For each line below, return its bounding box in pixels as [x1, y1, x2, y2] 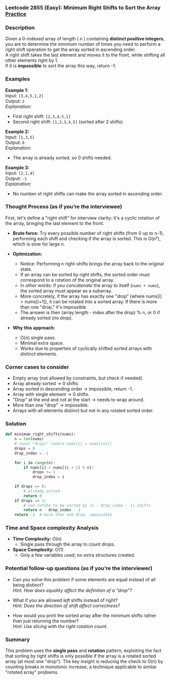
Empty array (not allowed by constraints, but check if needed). [12, 375, 144, 381]
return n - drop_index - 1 [23, 507, 81, 513]
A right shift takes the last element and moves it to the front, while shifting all [5, 52, 165, 58]
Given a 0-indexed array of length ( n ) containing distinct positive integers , [5, 36, 165, 42]
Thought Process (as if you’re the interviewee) [5, 203, 123, 210]
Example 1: [5, 87, 29, 93]
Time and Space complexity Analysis [5, 524, 99, 531]
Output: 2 [5, 98, 25, 104]
